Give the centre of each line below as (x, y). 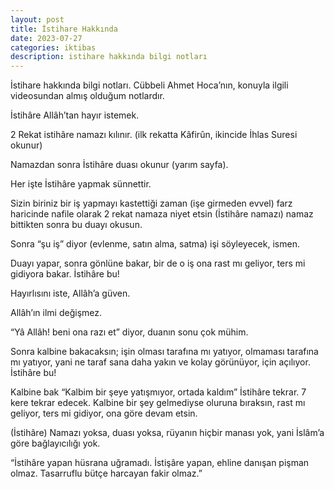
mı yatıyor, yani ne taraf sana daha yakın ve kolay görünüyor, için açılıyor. (160, 362)
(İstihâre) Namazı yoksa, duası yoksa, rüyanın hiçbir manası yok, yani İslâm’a (167, 433)
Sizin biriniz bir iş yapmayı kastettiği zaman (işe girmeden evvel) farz (151, 203)
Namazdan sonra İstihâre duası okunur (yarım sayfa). (119, 165)
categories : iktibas (53, 47)
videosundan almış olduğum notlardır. (87, 96)
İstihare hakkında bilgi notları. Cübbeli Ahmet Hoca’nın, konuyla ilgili (149, 85)
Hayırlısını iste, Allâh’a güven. (70, 293)
